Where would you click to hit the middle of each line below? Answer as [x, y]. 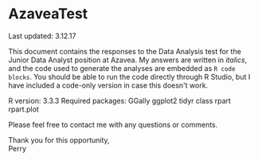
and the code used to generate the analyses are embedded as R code [122, 68]
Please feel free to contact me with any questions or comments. [113, 124]
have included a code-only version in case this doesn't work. [108, 85]
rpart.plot [24, 109]
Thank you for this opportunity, [59, 139]
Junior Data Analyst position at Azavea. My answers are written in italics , [128, 60]
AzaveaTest [48, 14]
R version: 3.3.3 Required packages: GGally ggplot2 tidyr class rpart [119, 100]
